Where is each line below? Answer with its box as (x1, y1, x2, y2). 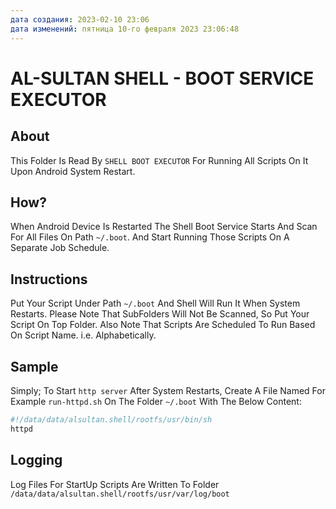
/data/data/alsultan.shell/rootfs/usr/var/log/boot (10, 489, 230, 499)
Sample (10, 358, 59, 375)
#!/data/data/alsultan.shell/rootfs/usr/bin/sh (10, 414, 213, 425)
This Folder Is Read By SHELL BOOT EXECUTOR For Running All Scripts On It (10, 154, 309, 166)
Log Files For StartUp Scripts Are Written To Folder (10, 478, 220, 490)
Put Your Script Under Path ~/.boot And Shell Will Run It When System (10, 297, 301, 310)
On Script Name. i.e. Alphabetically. (10, 329, 157, 341)
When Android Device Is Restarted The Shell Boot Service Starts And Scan (10, 221, 318, 233)
